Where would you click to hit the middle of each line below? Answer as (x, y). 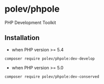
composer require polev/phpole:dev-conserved (52, 77)
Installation (22, 38)
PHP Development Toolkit (30, 22)
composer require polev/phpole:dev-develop (50, 59)
